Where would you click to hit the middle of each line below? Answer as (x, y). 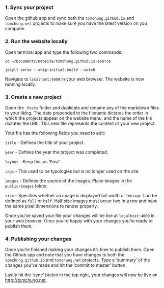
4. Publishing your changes (39, 239)
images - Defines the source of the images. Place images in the (68, 180)
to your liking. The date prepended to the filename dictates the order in (77, 113)
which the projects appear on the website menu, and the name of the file (79, 118)
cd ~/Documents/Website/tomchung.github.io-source (58, 61)
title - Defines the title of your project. (45, 143)
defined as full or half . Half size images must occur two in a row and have (81, 201)
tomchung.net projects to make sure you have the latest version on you (76, 23)
